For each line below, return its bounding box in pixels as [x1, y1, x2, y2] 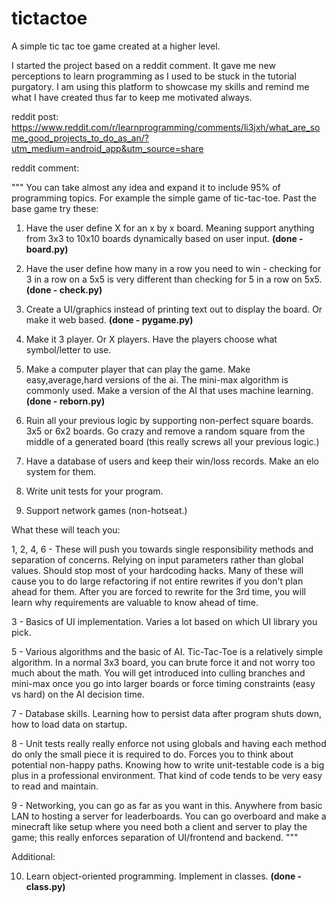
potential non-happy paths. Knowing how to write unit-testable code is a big [11, 758, 325, 771]
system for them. [25, 465, 96, 477]
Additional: [11, 850, 56, 862]
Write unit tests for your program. [25, 485, 164, 497]
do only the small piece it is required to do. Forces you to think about [11, 748, 294, 760]
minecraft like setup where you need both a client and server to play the [11, 820, 308, 832]
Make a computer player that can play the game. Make [25, 363, 251, 375]
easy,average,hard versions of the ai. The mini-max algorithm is [25, 373, 289, 386]
